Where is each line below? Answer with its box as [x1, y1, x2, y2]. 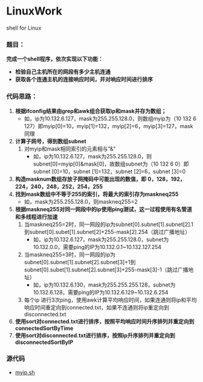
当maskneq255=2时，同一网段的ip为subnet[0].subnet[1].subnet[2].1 [24, 221, 193, 228]
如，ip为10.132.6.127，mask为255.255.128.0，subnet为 [33, 236, 169, 243]
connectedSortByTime [14, 325, 74, 332]
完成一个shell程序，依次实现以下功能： [6, 56, 104, 63]
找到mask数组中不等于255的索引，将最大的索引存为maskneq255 [14, 190, 179, 198]
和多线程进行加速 [14, 213, 58, 220]
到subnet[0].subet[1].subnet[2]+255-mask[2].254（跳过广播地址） [24, 228, 191, 235]
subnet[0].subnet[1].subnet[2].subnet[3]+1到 [24, 258, 136, 265]
